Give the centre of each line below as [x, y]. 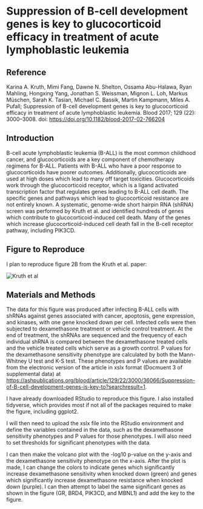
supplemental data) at [34, 374]
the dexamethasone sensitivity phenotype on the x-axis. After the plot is [96, 461]
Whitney [17, 361]
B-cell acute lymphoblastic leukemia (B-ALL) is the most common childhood [101, 152]
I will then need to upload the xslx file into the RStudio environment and [95, 423]
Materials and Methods [51, 295]
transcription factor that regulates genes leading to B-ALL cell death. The [98, 191]
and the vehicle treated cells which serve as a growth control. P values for [98, 348]
